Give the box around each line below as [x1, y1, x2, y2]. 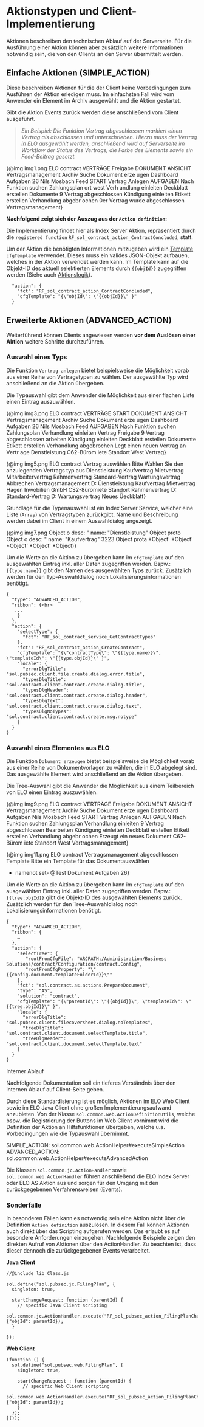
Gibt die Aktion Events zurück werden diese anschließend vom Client [6, 108, 179, 116]
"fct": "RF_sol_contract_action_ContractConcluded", [17, 288, 154, 294]
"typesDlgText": [22, 697, 64, 703]
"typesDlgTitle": [22, 676, 67, 682]
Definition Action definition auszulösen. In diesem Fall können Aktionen [6, 1221, 189, 1229]
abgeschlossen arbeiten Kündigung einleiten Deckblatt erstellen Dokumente [6, 435, 196, 443]
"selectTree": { [17, 950, 59, 957]
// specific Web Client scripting [22, 1383, 110, 1390]
